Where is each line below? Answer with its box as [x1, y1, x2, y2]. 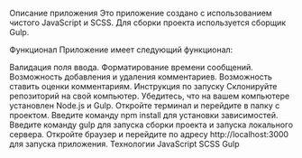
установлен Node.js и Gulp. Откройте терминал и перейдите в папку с [9, 100, 280, 111]
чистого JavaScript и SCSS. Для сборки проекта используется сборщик [9, 17, 287, 28]
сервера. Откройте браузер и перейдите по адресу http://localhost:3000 [9, 129, 289, 139]
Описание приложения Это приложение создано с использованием [9, 8, 272, 18]
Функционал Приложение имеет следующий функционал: [9, 44, 233, 55]
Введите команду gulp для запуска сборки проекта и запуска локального [9, 119, 294, 130]
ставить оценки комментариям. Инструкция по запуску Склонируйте [9, 81, 278, 91]
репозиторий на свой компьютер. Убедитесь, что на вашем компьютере [9, 90, 290, 101]
